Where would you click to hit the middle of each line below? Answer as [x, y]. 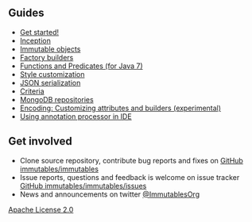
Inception [35, 40]
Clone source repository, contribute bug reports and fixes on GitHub [132, 160]
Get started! [39, 32]
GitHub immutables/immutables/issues [83, 186]
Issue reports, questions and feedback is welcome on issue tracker [130, 177]
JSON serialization [50, 82]
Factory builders [47, 57]
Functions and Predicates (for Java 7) [81, 66]
